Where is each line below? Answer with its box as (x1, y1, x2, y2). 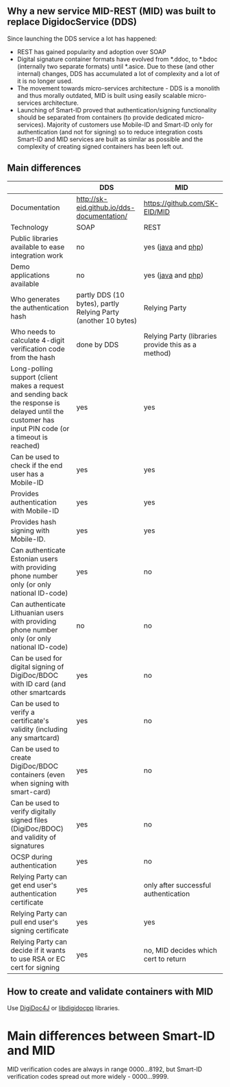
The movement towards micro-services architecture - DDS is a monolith (16, 84, 220, 92)
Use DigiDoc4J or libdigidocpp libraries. (7, 1004, 120, 1012)
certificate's (10, 716, 49, 725)
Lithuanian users (10, 608, 64, 618)
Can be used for (10, 653, 63, 663)
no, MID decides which (143, 945, 218, 955)
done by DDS (76, 339, 119, 349)
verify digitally (10, 807, 56, 816)
